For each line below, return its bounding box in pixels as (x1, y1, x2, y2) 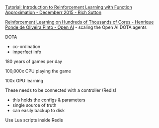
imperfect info (12, 49, 41, 55)
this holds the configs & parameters (12, 97, 85, 103)
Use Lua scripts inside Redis (5, 117, 63, 123)
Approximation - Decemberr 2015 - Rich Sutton (5, 9, 102, 15)
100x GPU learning (5, 78, 44, 83)
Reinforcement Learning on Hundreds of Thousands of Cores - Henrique (5, 19, 154, 25)
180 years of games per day (5, 59, 63, 64)
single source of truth (12, 102, 57, 108)
